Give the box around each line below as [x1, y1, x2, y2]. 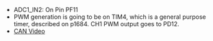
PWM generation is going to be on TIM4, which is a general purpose [13, 13, 207, 21]
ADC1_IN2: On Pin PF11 [13, 6, 79, 13]
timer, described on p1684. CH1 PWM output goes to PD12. [13, 20, 179, 28]
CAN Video [13, 27, 46, 35]
